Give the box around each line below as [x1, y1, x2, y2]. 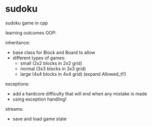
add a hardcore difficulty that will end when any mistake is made [12, 90, 147, 97]
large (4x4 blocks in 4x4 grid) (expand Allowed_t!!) [20, 71, 127, 77]
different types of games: [12, 54, 66, 61]
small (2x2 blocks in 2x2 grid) [20, 60, 83, 66]
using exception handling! [12, 96, 67, 102]
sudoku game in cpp [5, 20, 48, 26]
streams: [5, 106, 24, 112]
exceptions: [5, 81, 29, 87]
